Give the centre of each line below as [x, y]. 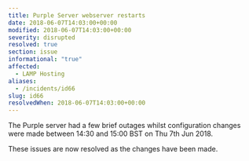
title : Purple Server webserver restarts [77, 15]
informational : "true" [45, 60]
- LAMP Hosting [40, 74]
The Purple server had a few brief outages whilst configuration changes [124, 126]
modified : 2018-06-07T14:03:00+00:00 [70, 30]
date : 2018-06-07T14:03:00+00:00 [63, 23]
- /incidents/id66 [46, 88]
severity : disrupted [42, 37]
